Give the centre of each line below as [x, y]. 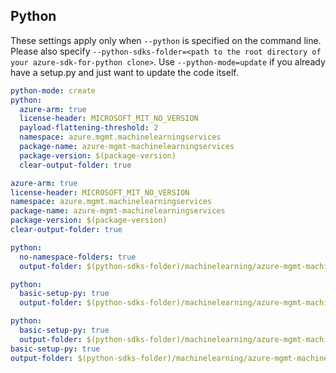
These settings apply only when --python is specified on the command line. [166, 40]
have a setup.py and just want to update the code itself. [124, 72]
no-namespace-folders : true [78, 257]
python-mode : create [53, 90]
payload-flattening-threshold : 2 [89, 128]
